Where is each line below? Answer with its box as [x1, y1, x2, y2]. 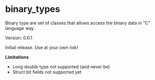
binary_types [5, 3, 61, 15]
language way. [5, 25, 35, 31]
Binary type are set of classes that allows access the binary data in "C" [5, 20, 151, 26]
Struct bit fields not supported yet [12, 69, 82, 75]
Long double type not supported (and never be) [12, 64, 110, 70]
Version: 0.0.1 [5, 35, 32, 41]
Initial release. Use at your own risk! [5, 44, 78, 50]
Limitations [5, 54, 29, 60]
